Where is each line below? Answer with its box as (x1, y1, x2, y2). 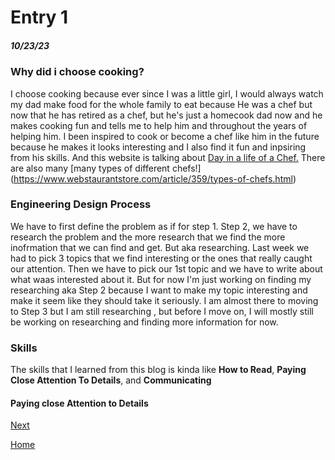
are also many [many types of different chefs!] (10, 162, 202, 174)
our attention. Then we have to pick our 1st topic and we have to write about (10, 262, 323, 275)
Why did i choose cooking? (10, 65, 145, 79)
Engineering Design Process (10, 197, 152, 211)
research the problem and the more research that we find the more (10, 231, 286, 243)
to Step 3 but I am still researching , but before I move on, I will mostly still (10, 305, 315, 317)
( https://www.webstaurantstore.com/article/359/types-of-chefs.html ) (10, 172, 297, 185)
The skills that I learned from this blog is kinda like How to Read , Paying (10, 364, 307, 376)
